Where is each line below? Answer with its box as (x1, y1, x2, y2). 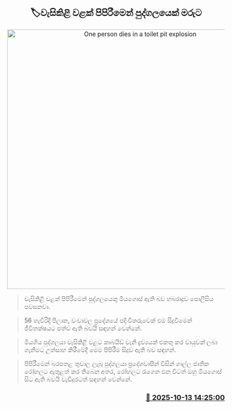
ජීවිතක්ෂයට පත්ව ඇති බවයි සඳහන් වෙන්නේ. (23, 324, 142, 332)
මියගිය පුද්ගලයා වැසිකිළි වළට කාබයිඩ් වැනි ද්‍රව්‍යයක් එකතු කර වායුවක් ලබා (23, 338, 218, 346)
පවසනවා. (23, 302, 50, 311)
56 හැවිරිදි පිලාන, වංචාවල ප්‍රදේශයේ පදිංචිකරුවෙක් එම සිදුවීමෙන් (23, 316, 193, 325)
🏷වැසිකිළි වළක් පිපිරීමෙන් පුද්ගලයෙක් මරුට (30, 7, 202, 19)
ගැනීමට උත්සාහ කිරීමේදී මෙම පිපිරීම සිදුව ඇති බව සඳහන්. (23, 345, 176, 354)
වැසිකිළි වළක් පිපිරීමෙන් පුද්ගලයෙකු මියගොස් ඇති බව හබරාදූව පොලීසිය (23, 294, 214, 302)
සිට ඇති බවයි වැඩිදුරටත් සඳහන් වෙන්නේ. (23, 374, 133, 383)
